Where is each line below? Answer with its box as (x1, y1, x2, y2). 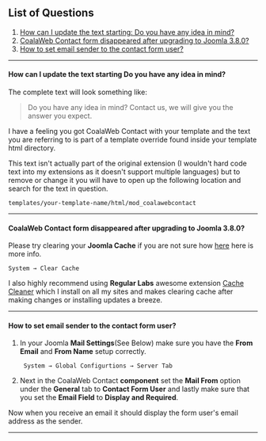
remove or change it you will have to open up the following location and (8, 176, 241, 185)
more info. (8, 249, 42, 259)
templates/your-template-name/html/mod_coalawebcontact (8, 200, 196, 207)
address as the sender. (8, 416, 83, 426)
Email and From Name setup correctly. (19, 347, 146, 356)
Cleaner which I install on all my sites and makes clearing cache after (8, 287, 234, 296)
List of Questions (8, 6, 94, 20)
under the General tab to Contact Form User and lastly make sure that (19, 384, 250, 394)
